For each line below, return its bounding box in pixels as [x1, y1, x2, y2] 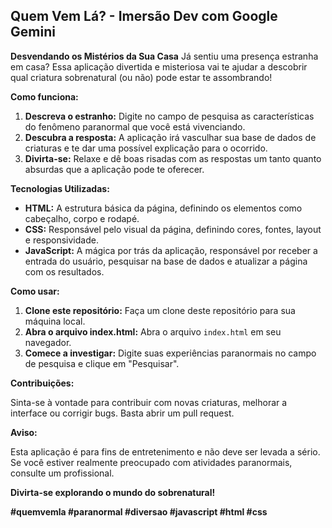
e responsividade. [24, 234, 99, 246]
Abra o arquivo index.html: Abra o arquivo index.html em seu [24, 325, 282, 338]
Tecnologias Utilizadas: [10, 182, 110, 194]
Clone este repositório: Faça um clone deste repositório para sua [24, 304, 296, 316]
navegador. [24, 336, 72, 348]
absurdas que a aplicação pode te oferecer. [24, 163, 205, 175]
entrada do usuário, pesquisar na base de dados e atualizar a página [24, 255, 308, 267]
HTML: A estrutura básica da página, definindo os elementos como [24, 202, 303, 214]
